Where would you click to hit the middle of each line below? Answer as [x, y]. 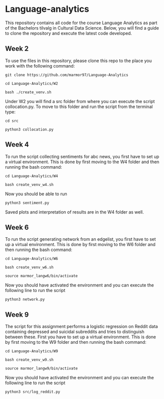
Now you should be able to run [36, 194]
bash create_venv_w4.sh [29, 184]
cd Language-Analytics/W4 [31, 176]
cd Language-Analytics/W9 [31, 351]
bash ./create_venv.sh [28, 92]
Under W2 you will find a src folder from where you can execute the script [80, 101]
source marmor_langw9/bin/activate [41, 368]
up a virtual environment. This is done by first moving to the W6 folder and [80, 245]
